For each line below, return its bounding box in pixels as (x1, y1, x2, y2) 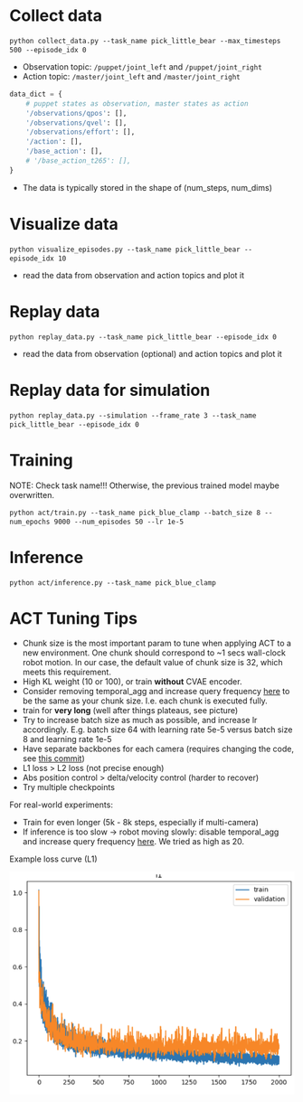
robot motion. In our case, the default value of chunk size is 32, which (22, 657, 283, 668)
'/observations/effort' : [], (25, 127, 136, 137)
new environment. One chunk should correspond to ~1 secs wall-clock (22, 647, 287, 658)
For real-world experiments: (9, 799, 113, 810)
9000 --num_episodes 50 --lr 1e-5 (53, 517, 184, 526)
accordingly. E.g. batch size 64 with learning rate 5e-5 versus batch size (22, 724, 293, 735)
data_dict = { (9, 89, 63, 99)
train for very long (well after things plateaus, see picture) (22, 705, 239, 716)
